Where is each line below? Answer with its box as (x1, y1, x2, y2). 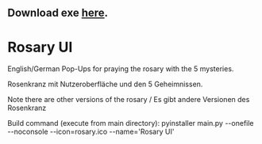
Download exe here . (7, 6, 109, 20)
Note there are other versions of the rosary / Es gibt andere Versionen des (7, 95, 250, 104)
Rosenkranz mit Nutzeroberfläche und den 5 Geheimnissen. (7, 79, 203, 89)
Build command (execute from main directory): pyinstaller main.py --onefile (7, 119, 255, 128)
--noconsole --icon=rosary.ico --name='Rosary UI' (7, 127, 175, 137)
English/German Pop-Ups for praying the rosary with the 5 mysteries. (7, 64, 234, 74)
